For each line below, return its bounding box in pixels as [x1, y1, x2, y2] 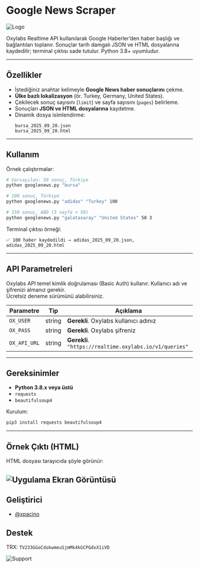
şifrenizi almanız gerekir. [6, 286, 66, 293]
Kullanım [6, 150, 40, 160]
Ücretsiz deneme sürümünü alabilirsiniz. [6, 292, 104, 299]
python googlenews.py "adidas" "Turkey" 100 [6, 198, 118, 205]
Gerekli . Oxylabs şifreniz [67, 326, 136, 335]
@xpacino [14, 510, 40, 517]
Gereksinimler [6, 368, 60, 378]
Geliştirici [6, 494, 43, 505]
